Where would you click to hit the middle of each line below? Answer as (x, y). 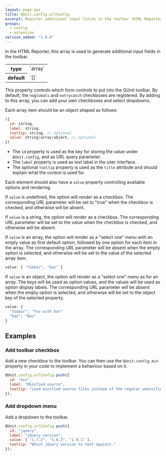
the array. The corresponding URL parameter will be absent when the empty (83, 248)
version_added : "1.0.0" (30, 38)
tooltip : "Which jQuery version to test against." (63, 445)
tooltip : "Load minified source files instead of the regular (75, 389)
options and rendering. (28, 187)
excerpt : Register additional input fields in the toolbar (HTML (74, 19)
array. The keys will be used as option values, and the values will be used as (83, 282)
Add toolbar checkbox (32, 350)
